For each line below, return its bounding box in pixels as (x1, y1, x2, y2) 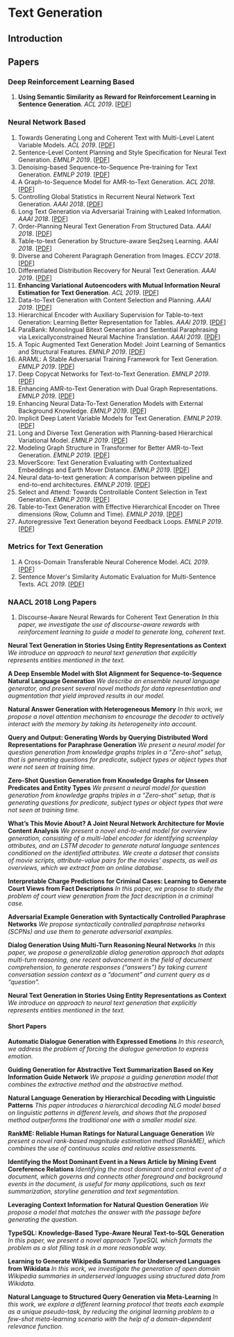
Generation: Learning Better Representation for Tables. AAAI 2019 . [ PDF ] (17, 318, 226, 326)
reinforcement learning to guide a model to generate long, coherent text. (17, 628, 226, 637)
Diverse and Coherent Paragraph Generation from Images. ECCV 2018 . (17, 252, 221, 260)
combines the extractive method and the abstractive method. (8, 1081, 183, 1089)
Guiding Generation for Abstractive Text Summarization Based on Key (8, 1065, 214, 1074)
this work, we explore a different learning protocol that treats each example (8, 1300, 224, 1309)
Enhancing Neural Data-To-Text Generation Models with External (17, 399, 203, 407)
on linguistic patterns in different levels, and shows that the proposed (8, 1108, 207, 1117)
